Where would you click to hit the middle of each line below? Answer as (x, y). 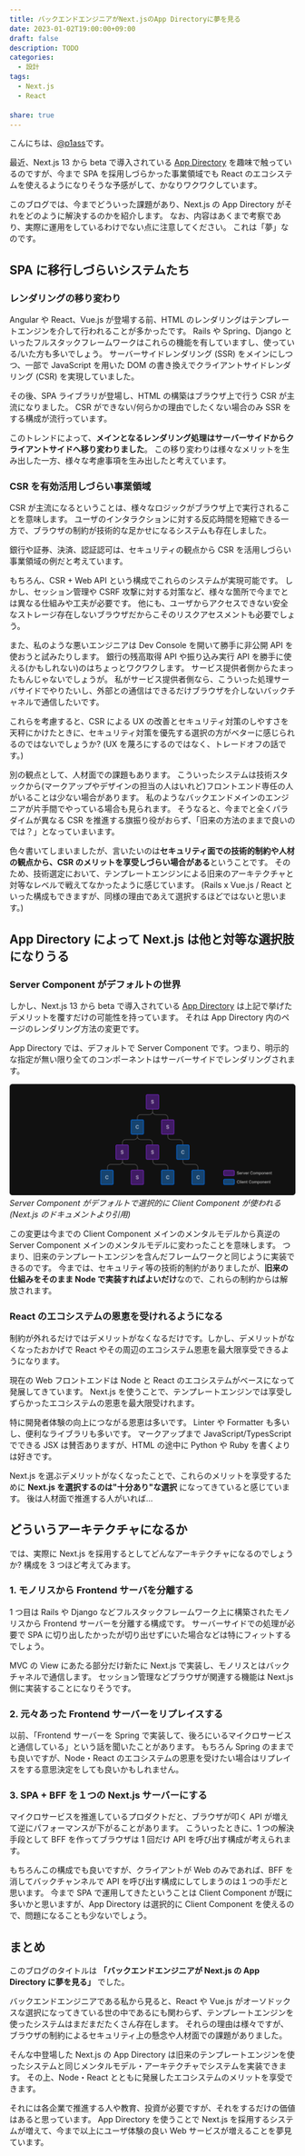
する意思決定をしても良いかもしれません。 (104, 1770)
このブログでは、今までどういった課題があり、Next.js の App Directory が (147, 205)
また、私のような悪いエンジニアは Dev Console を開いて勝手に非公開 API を (151, 645)
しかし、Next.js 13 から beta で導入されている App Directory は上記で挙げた (151, 1006)
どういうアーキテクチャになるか (98, 1530)
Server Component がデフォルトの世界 (95, 984)
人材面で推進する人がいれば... (98, 1498)
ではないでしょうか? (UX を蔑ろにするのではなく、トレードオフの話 (152, 744)
